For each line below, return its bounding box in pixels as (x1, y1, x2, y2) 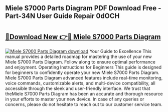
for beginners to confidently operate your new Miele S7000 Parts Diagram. (5, 69, 159, 75)
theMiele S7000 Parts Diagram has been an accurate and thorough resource (5, 91, 163, 96)
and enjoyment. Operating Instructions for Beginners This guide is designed (5, 64, 162, 70)
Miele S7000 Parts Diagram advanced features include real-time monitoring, (5, 75, 163, 80)
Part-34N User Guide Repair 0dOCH (5, 12, 120, 20)
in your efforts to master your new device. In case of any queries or (5, 96, 144, 102)
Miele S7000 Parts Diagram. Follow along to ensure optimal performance (5, 59, 155, 64)
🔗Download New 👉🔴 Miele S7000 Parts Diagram (5, 32, 161, 41)
